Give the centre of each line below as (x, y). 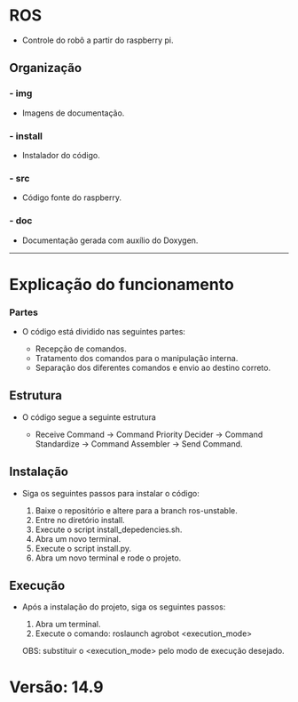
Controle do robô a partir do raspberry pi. (98, 40)
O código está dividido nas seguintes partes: (104, 331)
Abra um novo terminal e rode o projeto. (108, 558)
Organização (46, 68)
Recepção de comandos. (81, 349)
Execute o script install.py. (83, 548)
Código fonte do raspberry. (72, 198)
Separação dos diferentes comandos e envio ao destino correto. (153, 367)
